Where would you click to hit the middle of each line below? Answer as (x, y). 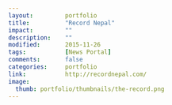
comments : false (46, 60)
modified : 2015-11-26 (55, 45)
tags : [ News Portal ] (60, 52)
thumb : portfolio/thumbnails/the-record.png (90, 89)
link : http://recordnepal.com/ (78, 74)
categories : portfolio (53, 67)
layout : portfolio (53, 15)
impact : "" (40, 30)
